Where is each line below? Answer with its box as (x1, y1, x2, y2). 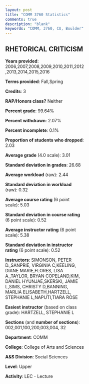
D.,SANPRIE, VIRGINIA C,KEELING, (5, 262, 76, 268)
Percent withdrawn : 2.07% (5, 117, 61, 123)
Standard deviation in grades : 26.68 (5, 162, 81, 168)
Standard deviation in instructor (5, 242, 73, 248)
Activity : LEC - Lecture (5, 373, 53, 379)
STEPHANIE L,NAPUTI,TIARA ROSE (5, 294, 78, 300)
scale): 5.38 (5, 232, 29, 238)
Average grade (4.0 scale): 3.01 (5, 152, 71, 158)
